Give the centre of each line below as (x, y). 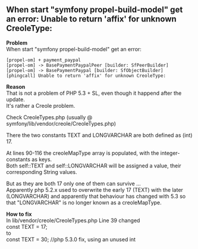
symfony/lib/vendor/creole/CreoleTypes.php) (61, 123)
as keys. (42, 159)
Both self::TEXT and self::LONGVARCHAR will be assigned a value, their (94, 166)
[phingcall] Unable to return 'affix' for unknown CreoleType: (86, 76)
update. (15, 99)
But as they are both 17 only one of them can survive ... (73, 183)
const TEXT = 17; (27, 226)
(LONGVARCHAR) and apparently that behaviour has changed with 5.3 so (96, 196)
